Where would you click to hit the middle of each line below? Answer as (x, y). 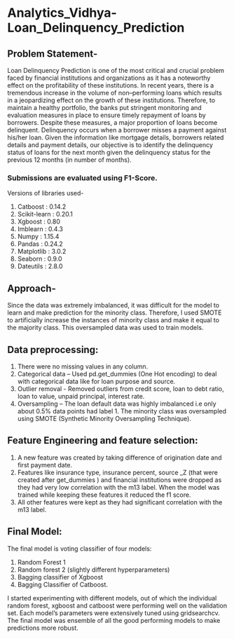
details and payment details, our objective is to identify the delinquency (110, 145)
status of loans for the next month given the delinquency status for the (109, 152)
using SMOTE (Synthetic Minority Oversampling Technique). (104, 418)
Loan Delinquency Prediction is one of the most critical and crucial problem (116, 70)
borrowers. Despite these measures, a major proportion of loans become (112, 123)
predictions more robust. (43, 628)
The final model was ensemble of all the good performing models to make (114, 620)
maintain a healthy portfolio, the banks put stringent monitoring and (104, 108)
